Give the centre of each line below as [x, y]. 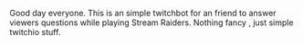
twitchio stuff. [35, 32]
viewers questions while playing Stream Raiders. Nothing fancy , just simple [151, 22]
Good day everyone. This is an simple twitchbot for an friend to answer [143, 13]
